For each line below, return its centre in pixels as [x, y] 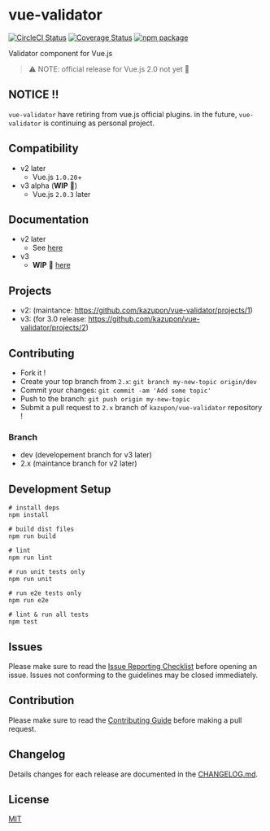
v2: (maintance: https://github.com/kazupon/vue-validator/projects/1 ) [137, 310]
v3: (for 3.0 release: [53, 319]
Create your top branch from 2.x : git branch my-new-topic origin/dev [139, 381]
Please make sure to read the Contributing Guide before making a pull [125, 720]
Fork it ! [33, 373]
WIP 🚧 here [51, 265]
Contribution [41, 700]
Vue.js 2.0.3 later [61, 194]
